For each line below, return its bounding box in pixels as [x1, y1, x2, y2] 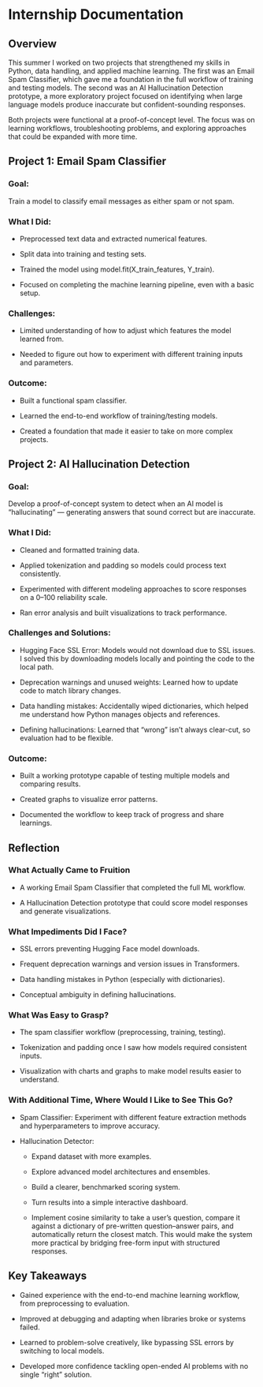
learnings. [19, 819, 53, 828]
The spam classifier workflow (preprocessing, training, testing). [19, 1028, 226, 1037]
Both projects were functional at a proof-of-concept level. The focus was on [8, 115, 255, 124]
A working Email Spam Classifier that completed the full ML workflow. [19, 883, 246, 892]
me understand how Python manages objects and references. [19, 709, 220, 719]
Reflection [8, 841, 61, 854]
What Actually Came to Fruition [8, 864, 131, 875]
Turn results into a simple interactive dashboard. [31, 1198, 188, 1207]
